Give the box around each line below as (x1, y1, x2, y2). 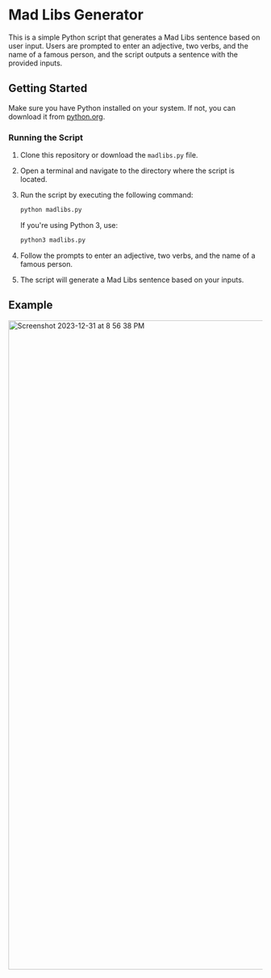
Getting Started (8, 82, 88, 95)
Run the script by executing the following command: (19, 190, 194, 200)
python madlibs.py (19, 206, 82, 214)
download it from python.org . (8, 112, 106, 121)
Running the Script (8, 132, 83, 143)
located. (19, 175, 48, 184)
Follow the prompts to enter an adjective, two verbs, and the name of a (19, 251, 256, 260)
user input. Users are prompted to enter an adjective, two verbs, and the (8, 40, 248, 50)
